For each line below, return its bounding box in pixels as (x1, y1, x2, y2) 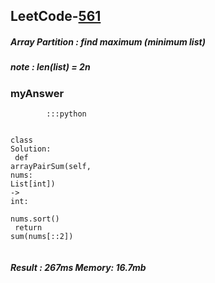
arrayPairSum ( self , (10, 162, 92, 172)
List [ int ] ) (10, 179, 56, 189)
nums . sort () (10, 214, 60, 224)
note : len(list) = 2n (10, 61, 91, 73)
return (14, 223, 43, 233)
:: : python (46, 109, 87, 119)
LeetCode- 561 (10, 8, 102, 25)
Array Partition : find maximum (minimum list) (10, 35, 206, 48)
